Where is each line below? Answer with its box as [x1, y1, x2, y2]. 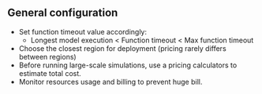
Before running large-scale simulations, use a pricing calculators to [18, 60, 238, 70]
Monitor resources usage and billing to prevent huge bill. [18, 77, 203, 86]
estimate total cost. [18, 68, 82, 78]
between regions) [18, 52, 77, 61]
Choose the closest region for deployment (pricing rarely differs [18, 43, 226, 53]
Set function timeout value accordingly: [18, 27, 148, 36]
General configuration [7, 6, 118, 20]
